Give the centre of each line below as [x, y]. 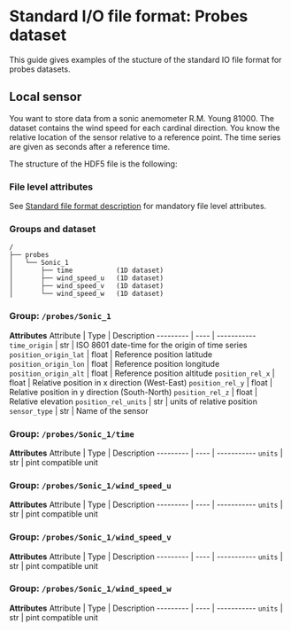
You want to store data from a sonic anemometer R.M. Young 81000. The [142, 118]
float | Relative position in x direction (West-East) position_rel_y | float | [141, 382]
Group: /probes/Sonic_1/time [72, 433]
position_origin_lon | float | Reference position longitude [115, 363]
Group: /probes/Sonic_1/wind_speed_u [90, 485]
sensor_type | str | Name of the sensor [79, 410]
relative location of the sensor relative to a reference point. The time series [145, 137]
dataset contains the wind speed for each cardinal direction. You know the [145, 128]
